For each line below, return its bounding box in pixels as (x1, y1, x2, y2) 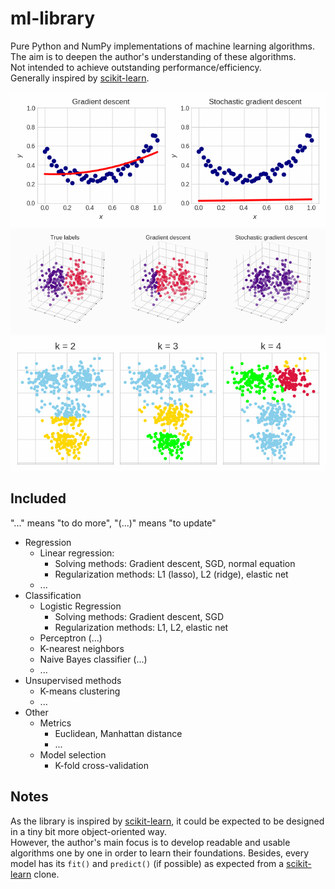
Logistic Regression (39, 600, 122, 612)
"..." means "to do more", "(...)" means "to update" (10, 517, 217, 529)
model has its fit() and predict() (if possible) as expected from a (10, 857, 285, 869)
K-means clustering (39, 685, 121, 697)
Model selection (39, 748, 107, 761)
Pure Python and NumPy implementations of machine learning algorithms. (10, 40, 316, 52)
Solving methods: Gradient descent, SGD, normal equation (54, 557, 296, 569)
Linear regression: (39, 547, 115, 559)
